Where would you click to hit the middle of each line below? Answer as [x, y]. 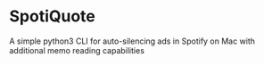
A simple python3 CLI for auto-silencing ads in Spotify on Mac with [132, 41]
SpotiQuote [53, 16]
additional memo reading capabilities [77, 50]
